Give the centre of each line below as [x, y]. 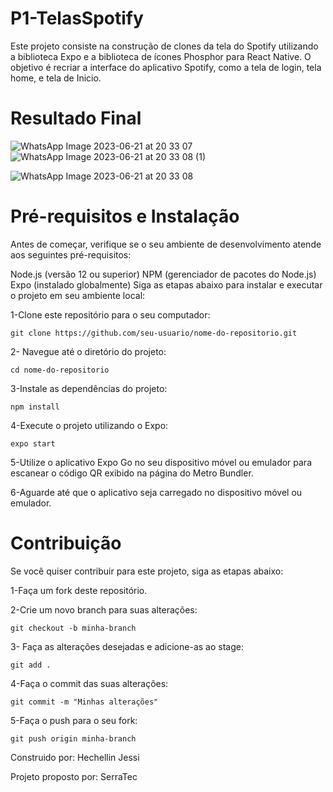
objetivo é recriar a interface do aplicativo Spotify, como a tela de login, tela [166, 67]
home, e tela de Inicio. [56, 78]
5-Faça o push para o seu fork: [74, 720]
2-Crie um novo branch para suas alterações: [104, 609]
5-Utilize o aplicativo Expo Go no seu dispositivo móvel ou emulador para [161, 462]
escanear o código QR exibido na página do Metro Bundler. [132, 473]
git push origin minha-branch [73, 738]
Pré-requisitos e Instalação [125, 216]
